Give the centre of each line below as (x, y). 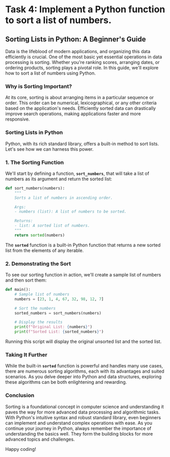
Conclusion (20, 396)
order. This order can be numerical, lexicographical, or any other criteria (81, 103)
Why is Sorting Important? (39, 86)
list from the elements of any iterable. (45, 250)
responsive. (18, 119)
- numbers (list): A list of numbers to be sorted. (70, 212)
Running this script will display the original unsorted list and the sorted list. (83, 341)
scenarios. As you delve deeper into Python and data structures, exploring (83, 377)
